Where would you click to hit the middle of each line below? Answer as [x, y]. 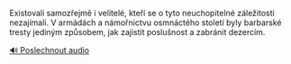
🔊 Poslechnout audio [50, 50]
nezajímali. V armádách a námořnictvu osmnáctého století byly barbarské [145, 23]
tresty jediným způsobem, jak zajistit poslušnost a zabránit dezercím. [137, 32]
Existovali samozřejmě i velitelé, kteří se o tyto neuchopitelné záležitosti [142, 13]
